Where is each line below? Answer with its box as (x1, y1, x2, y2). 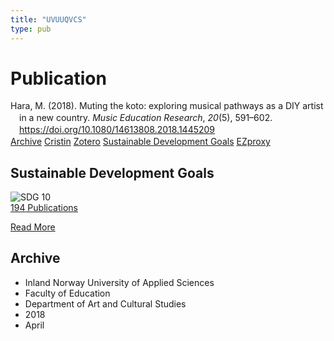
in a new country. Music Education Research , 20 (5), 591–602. (19, 112, 273, 124)
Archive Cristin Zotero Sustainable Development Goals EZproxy (10, 136, 271, 148)
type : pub (10, 24, 52, 34)
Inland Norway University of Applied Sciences (24, 276, 215, 288)
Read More (10, 221, 56, 233)
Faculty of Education (24, 287, 111, 299)
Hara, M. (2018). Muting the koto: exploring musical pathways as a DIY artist (10, 100, 324, 112)
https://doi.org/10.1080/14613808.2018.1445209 (19, 124, 216, 136)
